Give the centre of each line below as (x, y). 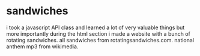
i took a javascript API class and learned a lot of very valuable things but (95, 27)
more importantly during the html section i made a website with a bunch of (98, 33)
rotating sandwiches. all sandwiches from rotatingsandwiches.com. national (100, 40)
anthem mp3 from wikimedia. (42, 46)
